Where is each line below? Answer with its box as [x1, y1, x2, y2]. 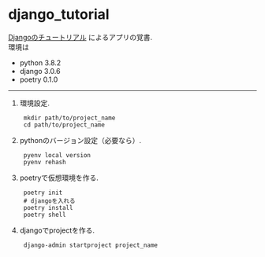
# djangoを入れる [23, 196, 76, 205]
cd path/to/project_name [23, 120, 105, 129]
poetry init [23, 189, 63, 196]
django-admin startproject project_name [23, 241, 159, 249]
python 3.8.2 [19, 57, 62, 68]
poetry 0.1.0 [19, 75, 58, 84]
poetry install [23, 204, 73, 211]
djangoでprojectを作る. [19, 226, 95, 235]
